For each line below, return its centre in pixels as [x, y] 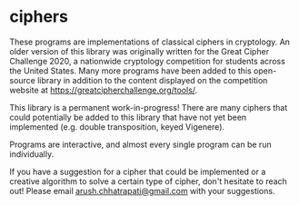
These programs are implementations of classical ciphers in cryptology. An [150, 42]
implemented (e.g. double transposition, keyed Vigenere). [117, 127]
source [23, 80]
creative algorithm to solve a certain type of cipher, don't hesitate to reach [149, 181]
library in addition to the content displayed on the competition [153, 80]
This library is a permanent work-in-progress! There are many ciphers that [149, 107]
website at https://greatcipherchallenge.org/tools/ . [104, 90]
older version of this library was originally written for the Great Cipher [140, 51]
